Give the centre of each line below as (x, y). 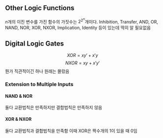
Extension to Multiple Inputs (39, 84)
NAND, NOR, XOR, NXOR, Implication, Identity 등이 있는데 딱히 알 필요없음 (78, 28)
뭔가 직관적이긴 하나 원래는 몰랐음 (37, 71)
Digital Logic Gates (35, 43)
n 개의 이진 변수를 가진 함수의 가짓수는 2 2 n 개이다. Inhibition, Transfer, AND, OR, (82, 21)
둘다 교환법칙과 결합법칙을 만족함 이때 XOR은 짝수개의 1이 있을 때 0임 (71, 131)
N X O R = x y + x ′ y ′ (82, 63)
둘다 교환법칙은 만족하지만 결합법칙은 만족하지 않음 (54, 108)
